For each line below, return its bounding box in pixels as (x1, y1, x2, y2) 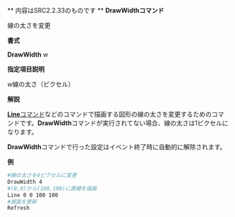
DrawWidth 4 (7, 178, 42, 185)
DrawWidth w (7, 50, 49, 59)
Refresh (7, 204, 30, 212)
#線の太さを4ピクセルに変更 (7, 172, 78, 179)
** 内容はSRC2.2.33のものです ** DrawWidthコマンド (7, 6, 164, 14)
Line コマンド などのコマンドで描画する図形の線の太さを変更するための (7, 110, 212, 118)
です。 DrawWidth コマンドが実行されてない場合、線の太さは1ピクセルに (19, 119, 229, 127)
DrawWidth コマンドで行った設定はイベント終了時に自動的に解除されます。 (7, 143, 227, 151)
